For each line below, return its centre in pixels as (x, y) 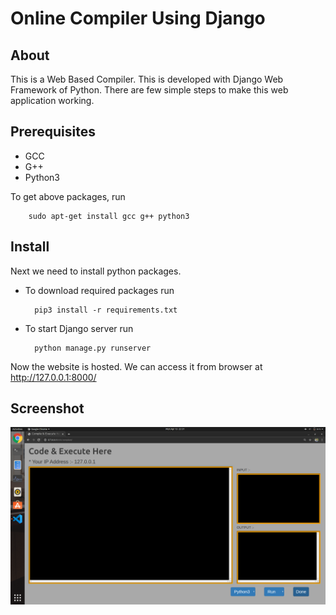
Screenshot (47, 408)
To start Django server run (79, 328)
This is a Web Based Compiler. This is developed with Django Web (147, 79)
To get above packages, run (68, 196)
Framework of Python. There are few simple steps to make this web (149, 90)
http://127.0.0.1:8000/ (53, 377)
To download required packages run (99, 290)
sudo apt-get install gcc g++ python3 (109, 216)
